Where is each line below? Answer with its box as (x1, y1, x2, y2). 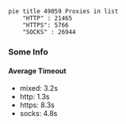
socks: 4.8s (19, 109, 58, 118)
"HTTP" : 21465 (22, 14, 73, 22)
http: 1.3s (19, 92, 50, 102)
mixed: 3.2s (19, 84, 58, 93)
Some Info (8, 46, 49, 57)
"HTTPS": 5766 (22, 21, 69, 29)
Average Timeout (8, 66, 67, 75)
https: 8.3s (19, 100, 55, 110)
